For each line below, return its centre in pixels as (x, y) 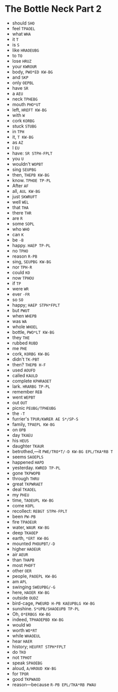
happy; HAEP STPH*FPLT (36, 305)
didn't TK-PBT (26, 359)
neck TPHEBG (25, 99)
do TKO (19, 652)
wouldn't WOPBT (28, 164)
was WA (19, 321)
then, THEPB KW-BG (31, 175)
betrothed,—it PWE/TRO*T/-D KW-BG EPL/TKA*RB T (62, 451)
